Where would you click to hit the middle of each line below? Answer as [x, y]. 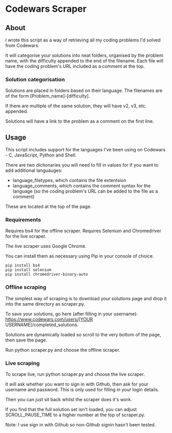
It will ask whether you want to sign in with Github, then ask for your [77, 384]
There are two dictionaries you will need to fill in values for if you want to [82, 165]
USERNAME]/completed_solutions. [42, 325]
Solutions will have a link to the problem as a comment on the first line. [80, 121]
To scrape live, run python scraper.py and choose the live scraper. [75, 374]
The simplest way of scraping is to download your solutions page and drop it [86, 298]
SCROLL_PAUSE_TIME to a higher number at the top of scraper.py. [75, 415]
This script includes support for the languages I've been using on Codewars [85, 150]
